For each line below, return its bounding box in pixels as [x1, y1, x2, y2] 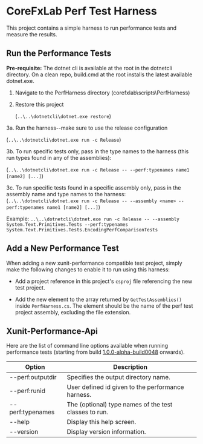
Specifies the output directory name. [66, 373, 171, 382]
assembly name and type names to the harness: [6, 190, 126, 197]
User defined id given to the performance [66, 383, 184, 391]
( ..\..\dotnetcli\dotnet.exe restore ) [14, 112, 112, 119]
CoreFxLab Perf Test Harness [6, 4, 157, 18]
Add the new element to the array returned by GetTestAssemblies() [14, 296, 182, 303]
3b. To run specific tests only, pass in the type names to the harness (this [6, 147, 189, 155]
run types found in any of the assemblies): [6, 154, 112, 161]
